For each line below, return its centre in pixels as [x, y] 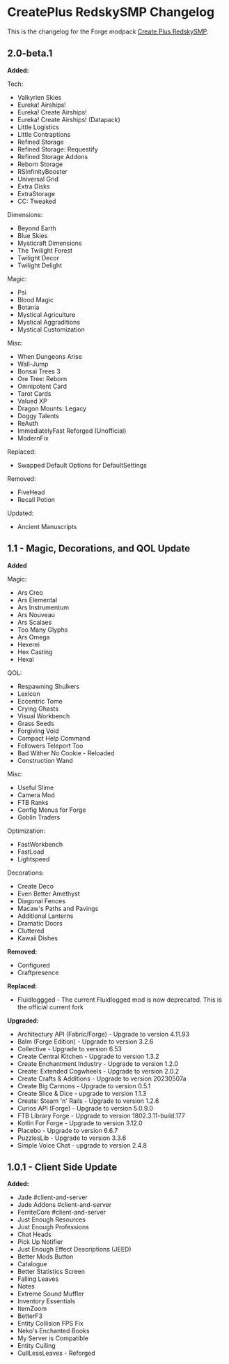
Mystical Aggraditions [49, 322]
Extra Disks [33, 186]
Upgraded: [23, 1021]
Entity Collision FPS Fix [50, 1324]
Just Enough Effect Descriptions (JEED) [74, 1250]
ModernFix [33, 438]
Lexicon [29, 694]
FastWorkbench [40, 844]
